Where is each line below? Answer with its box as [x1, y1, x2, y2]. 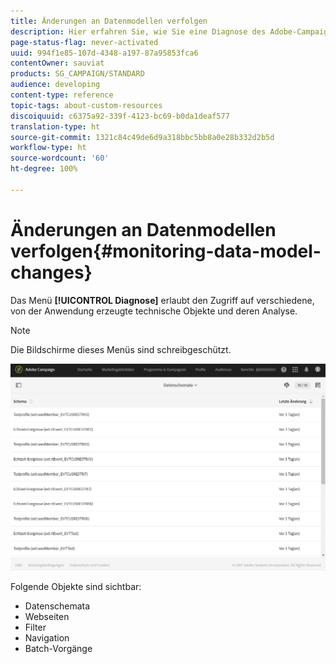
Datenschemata [24, 600, 91, 612]
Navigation [24, 631, 70, 644]
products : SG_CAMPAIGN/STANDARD [10, 69, 145, 79]
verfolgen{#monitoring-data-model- [10, 240, 322, 262]
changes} [10, 261, 93, 284]
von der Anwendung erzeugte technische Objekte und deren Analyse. [10, 305, 298, 317]
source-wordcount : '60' [10, 153, 110, 164]
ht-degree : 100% [10, 164, 78, 174]
